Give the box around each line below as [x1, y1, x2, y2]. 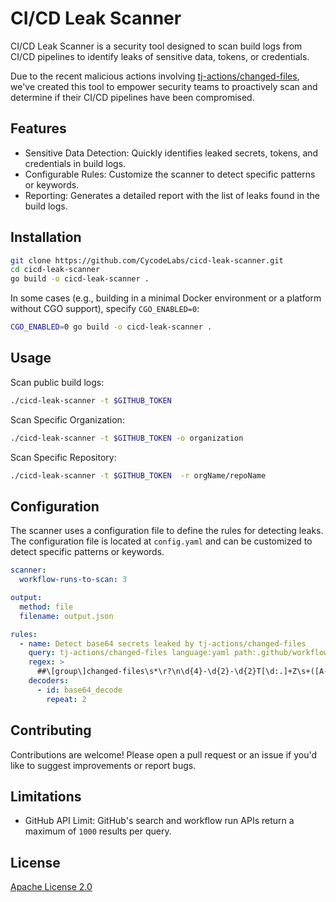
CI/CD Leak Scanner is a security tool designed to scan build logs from [10, 40, 303, 52]
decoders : [28, 676, 70, 686]
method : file [19, 602, 74, 612]
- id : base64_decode [36, 685, 123, 695]
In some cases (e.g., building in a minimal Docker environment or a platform [10, 292, 322, 304]
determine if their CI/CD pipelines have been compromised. [10, 91, 255, 103]
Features [10, 120, 67, 137]
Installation [10, 229, 82, 246]
